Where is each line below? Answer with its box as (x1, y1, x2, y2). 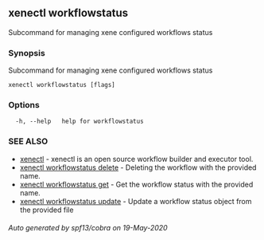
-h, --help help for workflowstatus (15, 117, 145, 126)
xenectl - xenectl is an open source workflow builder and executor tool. (19, 154, 254, 163)
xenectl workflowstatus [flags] (8, 81, 115, 89)
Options (8, 100, 40, 111)
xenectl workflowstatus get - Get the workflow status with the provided (19, 179, 254, 189)
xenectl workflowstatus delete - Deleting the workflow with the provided (19, 163, 257, 172)
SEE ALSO (8, 136, 49, 147)
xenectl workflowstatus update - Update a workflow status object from (19, 196, 252, 206)
